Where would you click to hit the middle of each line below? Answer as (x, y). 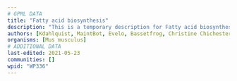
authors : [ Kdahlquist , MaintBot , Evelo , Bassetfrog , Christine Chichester (120, 33)
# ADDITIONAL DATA (34, 46)
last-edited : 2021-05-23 (44, 54)
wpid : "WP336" (28, 66)
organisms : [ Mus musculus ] (47, 40)
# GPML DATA (25, 14)
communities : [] (31, 60)
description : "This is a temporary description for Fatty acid (102, 27)
